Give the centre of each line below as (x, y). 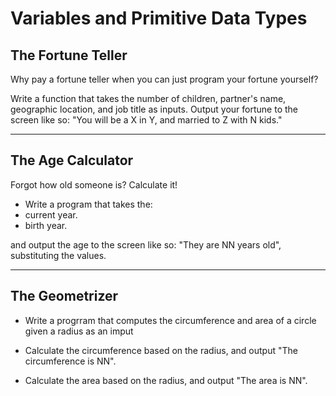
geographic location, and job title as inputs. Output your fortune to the (154, 109)
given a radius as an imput (79, 331)
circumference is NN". (70, 361)
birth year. (46, 225)
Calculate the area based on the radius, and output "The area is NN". (166, 380)
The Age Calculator (72, 160)
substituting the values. (58, 255)
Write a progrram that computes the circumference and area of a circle (170, 320)
